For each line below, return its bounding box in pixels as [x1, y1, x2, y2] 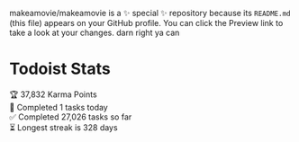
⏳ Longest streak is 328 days [9, 121, 119, 133]
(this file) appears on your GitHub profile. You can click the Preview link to [9, 18, 284, 28]
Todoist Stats [9, 58, 111, 79]
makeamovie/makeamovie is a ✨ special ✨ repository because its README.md [9, 8, 291, 18]
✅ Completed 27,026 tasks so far [9, 111, 132, 122]
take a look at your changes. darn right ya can [9, 27, 180, 38]
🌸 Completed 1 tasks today [9, 102, 108, 112]
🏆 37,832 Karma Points [9, 89, 97, 100]
